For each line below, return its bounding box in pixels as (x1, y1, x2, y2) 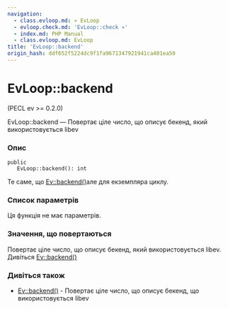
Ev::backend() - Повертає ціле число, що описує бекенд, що (17, 286, 200, 295)
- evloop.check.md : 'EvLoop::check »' (13, 23, 129, 30)
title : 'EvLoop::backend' (7, 43, 84, 50)
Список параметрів (7, 196, 79, 206)
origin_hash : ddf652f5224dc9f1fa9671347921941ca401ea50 (7, 50, 176, 57)
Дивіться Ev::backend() (7, 252, 77, 261)
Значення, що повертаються (7, 229, 112, 239)
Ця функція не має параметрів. (7, 211, 101, 220)
